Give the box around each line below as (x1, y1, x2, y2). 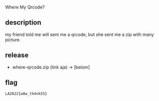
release (5, 51, 29, 60)
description (5, 18, 41, 27)
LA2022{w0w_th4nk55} (5, 91, 48, 97)
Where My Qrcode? (5, 4, 45, 10)
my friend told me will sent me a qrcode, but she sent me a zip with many (5, 32, 154, 37)
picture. (5, 36, 21, 42)
